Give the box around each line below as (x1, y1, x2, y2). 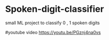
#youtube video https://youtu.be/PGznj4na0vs (5, 29, 101, 35)
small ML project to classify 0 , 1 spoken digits (5, 20, 100, 26)
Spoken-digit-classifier (5, 3, 104, 15)
